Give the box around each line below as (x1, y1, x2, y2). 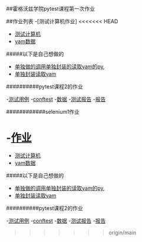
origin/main (108, 229, 137, 236)
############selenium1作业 (6, 109, 80, 115)
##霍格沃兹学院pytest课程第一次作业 (6, 5, 95, 12)
